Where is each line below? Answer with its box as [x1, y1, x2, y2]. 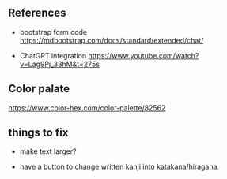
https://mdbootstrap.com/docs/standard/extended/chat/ [19, 35, 204, 45]
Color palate [8, 82, 70, 95]
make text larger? [19, 147, 77, 156]
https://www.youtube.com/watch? [88, 50, 199, 60]
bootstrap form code [19, 27, 88, 36]
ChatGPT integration [19, 50, 87, 60]
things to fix [8, 126, 69, 140]
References [8, 6, 66, 20]
